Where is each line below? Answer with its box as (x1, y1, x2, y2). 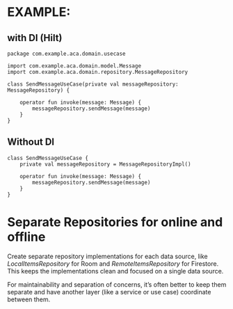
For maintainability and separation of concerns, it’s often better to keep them (7, 280, 227, 289)
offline (7, 229, 46, 244)
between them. (7, 295, 51, 303)
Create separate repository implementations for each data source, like (7, 252, 208, 260)
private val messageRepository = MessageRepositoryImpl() (19, 161, 191, 168)
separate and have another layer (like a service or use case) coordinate (7, 287, 211, 296)
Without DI (7, 136, 54, 148)
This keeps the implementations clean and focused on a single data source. (7, 267, 224, 275)
